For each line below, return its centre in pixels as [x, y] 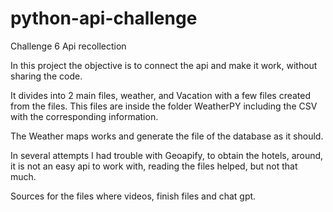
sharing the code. [46, 76]
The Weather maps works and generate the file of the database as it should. [167, 136]
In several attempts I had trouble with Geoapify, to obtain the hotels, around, [167, 155]
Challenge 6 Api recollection [68, 46]
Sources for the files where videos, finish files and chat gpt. [133, 196]
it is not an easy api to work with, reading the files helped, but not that [154, 166]
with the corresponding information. [84, 116]
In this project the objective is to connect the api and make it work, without [164, 65]
